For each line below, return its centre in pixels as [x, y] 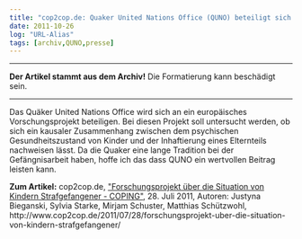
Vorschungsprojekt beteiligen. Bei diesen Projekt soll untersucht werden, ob [150, 121]
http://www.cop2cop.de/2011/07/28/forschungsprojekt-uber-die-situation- [147, 216]
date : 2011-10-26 [42, 26]
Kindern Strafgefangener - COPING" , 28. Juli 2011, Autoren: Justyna [135, 196]
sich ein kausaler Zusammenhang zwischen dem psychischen [124, 131]
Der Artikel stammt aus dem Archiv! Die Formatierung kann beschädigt [142, 76]
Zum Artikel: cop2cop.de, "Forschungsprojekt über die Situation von [137, 187]
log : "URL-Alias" [42, 34]
